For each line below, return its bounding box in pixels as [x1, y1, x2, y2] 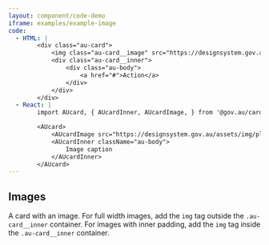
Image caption [65, 145, 113, 153]
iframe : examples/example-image [8, 19, 116, 27]
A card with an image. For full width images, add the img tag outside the [8, 211, 244, 221]
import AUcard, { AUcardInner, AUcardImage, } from [37, 109, 214, 117]
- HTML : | [15, 34, 48, 42]
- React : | [15, 101, 52, 109]
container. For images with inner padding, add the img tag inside [49, 219, 261, 229]
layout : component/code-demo [8, 11, 106, 20]
